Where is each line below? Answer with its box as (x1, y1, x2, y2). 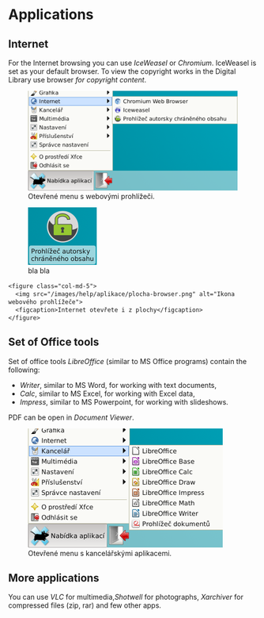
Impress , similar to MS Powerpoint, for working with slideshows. (19, 397, 229, 406)
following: (8, 365, 40, 374)
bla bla (28, 266, 50, 275)
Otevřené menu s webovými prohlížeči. (28, 191, 156, 201)
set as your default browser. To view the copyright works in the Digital (8, 67, 236, 76)
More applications (8, 571, 100, 585)
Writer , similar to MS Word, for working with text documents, (19, 380, 217, 390)
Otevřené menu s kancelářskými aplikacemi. (28, 548, 172, 558)
